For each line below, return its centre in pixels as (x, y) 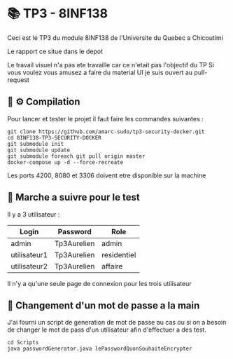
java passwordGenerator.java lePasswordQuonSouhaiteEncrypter (100, 349)
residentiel (119, 255)
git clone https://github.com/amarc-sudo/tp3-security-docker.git (106, 131)
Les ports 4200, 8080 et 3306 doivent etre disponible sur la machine (107, 175)
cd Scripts (23, 343)
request (19, 80)
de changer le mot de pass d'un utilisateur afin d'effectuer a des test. (107, 330)
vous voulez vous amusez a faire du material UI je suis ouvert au (100, 72)
